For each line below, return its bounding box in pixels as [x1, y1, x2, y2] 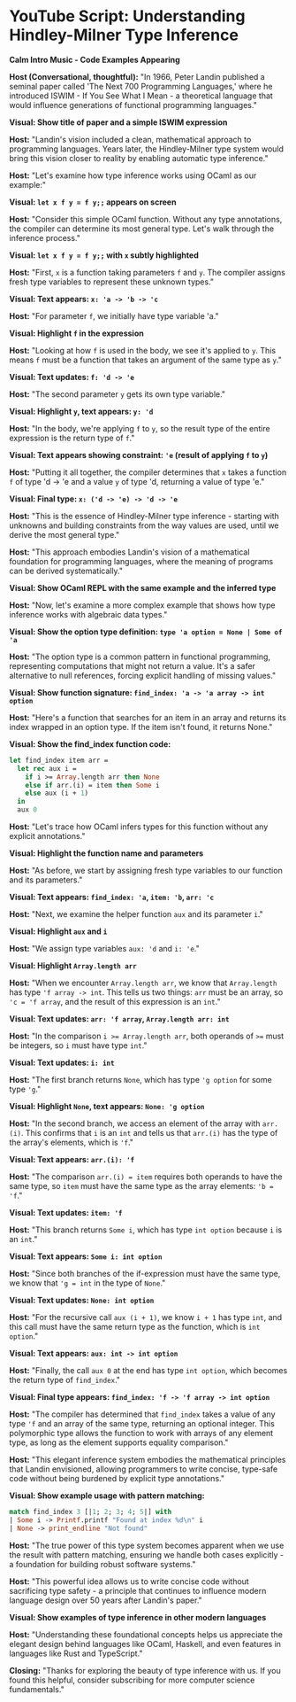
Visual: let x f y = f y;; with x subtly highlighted [9, 250, 199, 260]
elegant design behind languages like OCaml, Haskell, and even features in [9, 1638, 281, 1649]
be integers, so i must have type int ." [9, 1040, 148, 1051]
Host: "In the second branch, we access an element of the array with [9, 1118, 261, 1129]
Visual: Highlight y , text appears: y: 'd [9, 406, 154, 416]
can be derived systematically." [9, 565, 124, 576]
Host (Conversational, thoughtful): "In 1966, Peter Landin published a [9, 71, 265, 82]
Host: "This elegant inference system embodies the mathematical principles [9, 1455, 286, 1465]
